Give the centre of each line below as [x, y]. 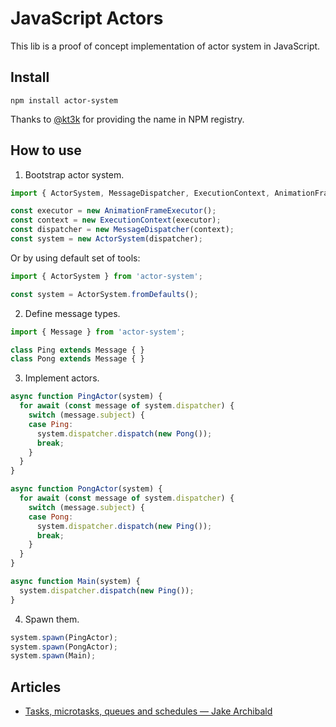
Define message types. [72, 313]
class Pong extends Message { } [77, 359]
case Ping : [51, 424]
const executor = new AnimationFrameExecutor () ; [113, 211]
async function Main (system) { [75, 582]
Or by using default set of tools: [75, 258]
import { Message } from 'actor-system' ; [98, 332]
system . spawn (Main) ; [53, 656]
